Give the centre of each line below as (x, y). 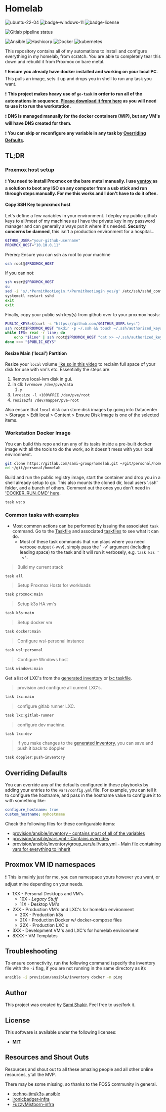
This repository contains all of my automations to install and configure (76, 51)
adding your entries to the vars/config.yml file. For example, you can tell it (81, 790)
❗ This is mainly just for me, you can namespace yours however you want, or (83, 877)
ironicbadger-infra (31, 1099)
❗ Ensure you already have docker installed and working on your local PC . (82, 71)
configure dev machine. (41, 725)
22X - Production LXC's (44, 925)
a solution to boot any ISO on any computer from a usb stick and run (76, 188)
